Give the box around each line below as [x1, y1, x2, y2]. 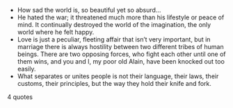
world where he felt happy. [17, 28, 95, 36]
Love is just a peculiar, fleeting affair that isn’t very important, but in [17, 35, 211, 44]
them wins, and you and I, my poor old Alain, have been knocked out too [17, 57, 225, 65]
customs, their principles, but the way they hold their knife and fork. [17, 80, 212, 87]
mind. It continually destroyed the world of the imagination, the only [17, 21, 211, 28]
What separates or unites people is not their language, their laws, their [17, 72, 219, 80]
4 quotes [7, 93, 33, 101]
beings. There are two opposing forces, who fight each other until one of [17, 50, 226, 58]
